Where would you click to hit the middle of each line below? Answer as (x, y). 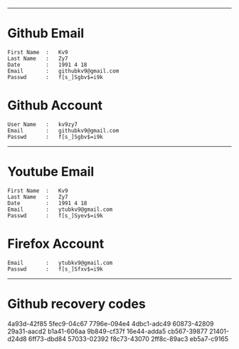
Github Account (55, 106)
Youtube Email (51, 172)
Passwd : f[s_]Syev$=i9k (55, 215)
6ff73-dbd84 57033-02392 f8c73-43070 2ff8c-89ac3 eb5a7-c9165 (128, 338)
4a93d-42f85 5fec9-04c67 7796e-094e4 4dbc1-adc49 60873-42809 (111, 323)
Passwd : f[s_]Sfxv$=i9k (55, 269)
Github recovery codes (76, 304)
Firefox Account (56, 244)
